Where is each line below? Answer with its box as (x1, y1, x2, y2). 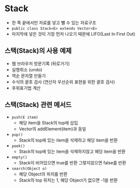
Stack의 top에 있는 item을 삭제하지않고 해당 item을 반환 (19, 148, 126, 154)
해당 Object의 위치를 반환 (19, 171, 68, 177)
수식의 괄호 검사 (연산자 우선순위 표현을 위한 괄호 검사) (11, 79, 115, 84)
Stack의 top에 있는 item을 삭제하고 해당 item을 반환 (19, 137, 118, 143)
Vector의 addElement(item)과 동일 (19, 125, 86, 132)
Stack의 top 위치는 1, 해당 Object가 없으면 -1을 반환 (19, 177, 118, 183)
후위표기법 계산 (11, 85, 41, 91)
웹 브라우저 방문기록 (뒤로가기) (11, 61, 70, 66)
